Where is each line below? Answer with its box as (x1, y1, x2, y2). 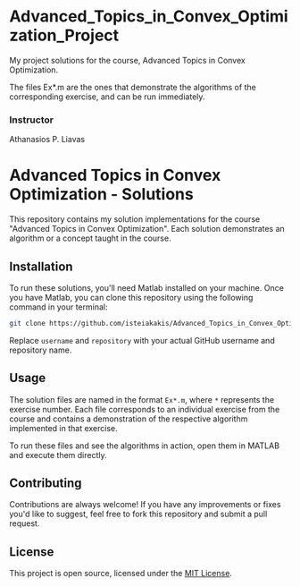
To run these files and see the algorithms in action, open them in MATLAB (9, 440, 279, 451)
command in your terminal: (9, 302, 108, 312)
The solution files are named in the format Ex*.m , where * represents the (9, 394, 275, 404)
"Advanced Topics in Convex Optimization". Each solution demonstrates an (9, 224, 286, 234)
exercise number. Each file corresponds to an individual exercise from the (9, 404, 280, 414)
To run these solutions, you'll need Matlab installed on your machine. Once (9, 282, 284, 293)
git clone (9, 319, 46, 328)
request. (9, 518, 40, 529)
